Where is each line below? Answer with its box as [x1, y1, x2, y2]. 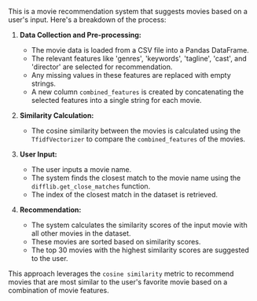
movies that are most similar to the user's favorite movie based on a [8, 277, 228, 286]
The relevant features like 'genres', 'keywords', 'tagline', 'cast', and [31, 54, 248, 63]
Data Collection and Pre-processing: [19, 31, 141, 39]
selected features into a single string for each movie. [31, 96, 202, 105]
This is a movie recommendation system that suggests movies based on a [8, 7, 248, 16]
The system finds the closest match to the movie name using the [31, 173, 241, 182]
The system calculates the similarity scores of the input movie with [31, 220, 248, 229]
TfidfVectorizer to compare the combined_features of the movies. [31, 134, 246, 144]
